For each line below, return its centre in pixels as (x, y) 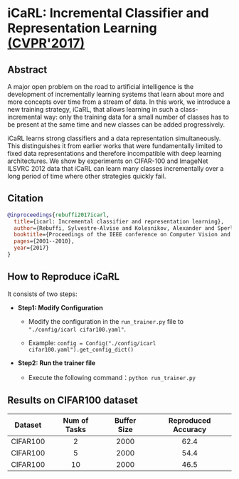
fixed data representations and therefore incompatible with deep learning (115, 153)
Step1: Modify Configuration (60, 307)
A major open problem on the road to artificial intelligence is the (101, 86)
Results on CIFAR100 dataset (73, 400)
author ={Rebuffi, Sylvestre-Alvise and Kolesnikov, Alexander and (114, 228)
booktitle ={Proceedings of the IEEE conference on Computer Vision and (122, 235)
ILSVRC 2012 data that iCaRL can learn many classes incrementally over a (116, 168)
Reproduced (190, 420)
